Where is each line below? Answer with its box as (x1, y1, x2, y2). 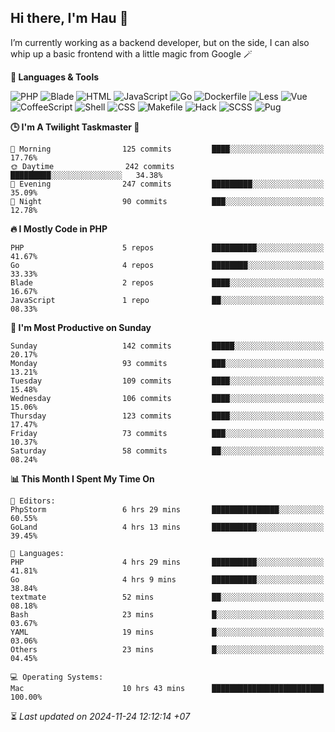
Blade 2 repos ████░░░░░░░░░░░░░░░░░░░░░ (10, 277, 325, 288)
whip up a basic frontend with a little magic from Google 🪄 (10, 47, 253, 60)
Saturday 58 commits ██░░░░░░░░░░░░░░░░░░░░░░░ (10, 446, 325, 456)
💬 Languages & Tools (10, 71, 100, 83)
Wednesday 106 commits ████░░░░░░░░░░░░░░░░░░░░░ (10, 393, 325, 403)
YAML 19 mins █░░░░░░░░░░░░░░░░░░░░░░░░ (10, 627, 325, 637)
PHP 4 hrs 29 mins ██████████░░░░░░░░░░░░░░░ (10, 557, 325, 567)
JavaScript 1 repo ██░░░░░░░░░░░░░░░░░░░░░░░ (10, 295, 325, 305)
